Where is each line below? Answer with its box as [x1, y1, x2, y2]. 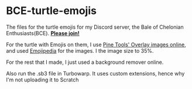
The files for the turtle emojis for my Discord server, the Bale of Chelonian [6, 23, 184, 30]
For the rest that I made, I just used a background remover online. [6, 59, 164, 66]
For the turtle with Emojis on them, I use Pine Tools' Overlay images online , [6, 41, 186, 48]
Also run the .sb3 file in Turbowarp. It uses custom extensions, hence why [6, 70, 185, 77]
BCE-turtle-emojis [6, 4, 97, 18]
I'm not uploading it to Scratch [6, 76, 79, 83]
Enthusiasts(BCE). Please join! [6, 29, 80, 36]
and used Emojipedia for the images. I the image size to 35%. [6, 47, 154, 54]
